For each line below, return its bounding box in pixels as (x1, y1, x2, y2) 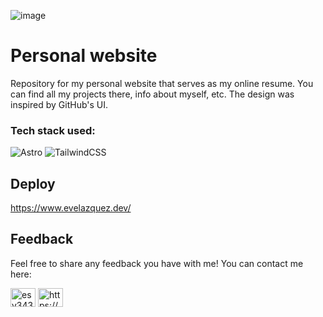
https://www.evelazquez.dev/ (10, 202, 132, 214)
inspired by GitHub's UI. (10, 98, 109, 110)
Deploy (10, 175, 56, 192)
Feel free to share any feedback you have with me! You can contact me (10, 257, 304, 269)
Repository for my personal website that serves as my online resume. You (10, 77, 314, 89)
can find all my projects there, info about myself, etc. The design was (10, 88, 295, 100)
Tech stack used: (10, 123, 96, 137)
